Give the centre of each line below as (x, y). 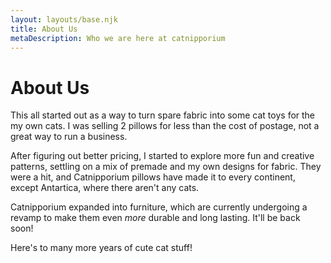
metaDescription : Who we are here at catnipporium (118, 38)
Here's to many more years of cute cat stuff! (101, 248)
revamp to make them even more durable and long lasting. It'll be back (155, 218)
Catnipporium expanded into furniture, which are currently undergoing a (159, 207)
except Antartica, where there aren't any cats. (105, 188)
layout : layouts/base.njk (64, 19)
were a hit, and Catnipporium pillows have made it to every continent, (153, 177)
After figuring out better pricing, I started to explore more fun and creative (162, 156)
